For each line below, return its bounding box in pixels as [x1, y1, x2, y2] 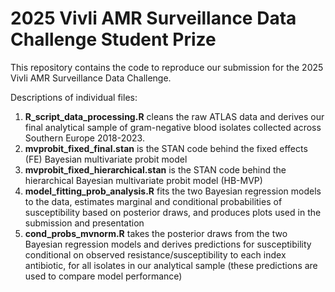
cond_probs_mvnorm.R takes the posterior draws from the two [24, 227, 288, 239]
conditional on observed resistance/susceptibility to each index [24, 248, 287, 261]
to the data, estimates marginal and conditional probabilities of [24, 195, 283, 207]
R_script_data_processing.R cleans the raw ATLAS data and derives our [24, 110, 325, 122]
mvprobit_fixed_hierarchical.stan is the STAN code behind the [24, 163, 287, 176]
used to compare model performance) [24, 270, 183, 282]
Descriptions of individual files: [10, 91, 138, 103]
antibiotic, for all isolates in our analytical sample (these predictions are [24, 259, 318, 271]
